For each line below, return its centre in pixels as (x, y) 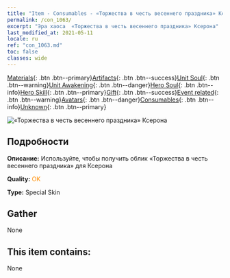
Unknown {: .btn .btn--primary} (63, 106)
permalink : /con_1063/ (39, 20)
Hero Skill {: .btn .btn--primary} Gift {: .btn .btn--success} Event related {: (119, 92)
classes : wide (27, 58)
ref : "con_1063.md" (35, 45)
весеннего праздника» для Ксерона (60, 165)
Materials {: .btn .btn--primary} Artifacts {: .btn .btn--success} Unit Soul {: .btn (114, 78)
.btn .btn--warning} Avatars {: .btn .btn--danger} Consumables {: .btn (102, 100)
